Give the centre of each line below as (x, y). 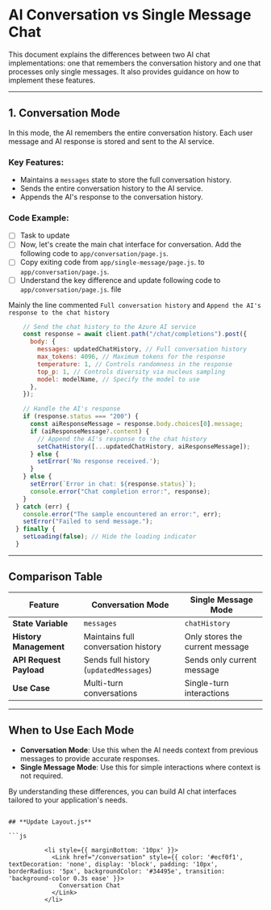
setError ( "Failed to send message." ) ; (88, 522)
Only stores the (213, 636)
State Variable (40, 623)
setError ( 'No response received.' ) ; (99, 461)
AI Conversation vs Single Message (130, 15)
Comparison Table (56, 577)
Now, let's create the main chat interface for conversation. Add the (131, 245)
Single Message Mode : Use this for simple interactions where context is (140, 767)
